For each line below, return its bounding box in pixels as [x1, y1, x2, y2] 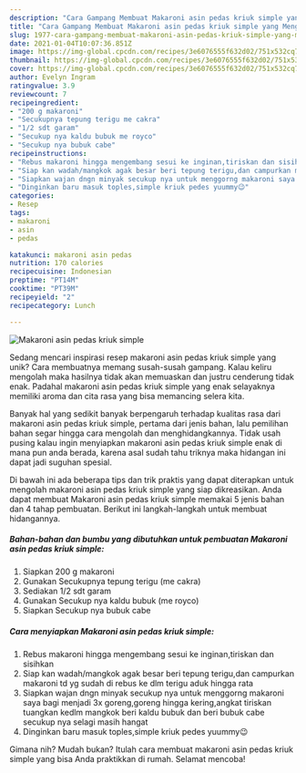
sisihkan [22, 658, 55, 670]
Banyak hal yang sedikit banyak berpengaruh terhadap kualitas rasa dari [9, 407, 280, 419]
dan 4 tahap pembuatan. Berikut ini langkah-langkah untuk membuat [9, 503, 268, 514]
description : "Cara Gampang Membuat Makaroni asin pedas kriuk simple [9, 13, 283, 23]
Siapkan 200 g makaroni [22, 566, 115, 577]
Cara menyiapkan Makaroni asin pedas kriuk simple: [9, 626, 215, 637]
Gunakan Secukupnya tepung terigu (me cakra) [22, 576, 201, 587]
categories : [9, 191, 55, 201]
